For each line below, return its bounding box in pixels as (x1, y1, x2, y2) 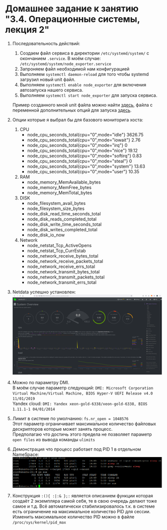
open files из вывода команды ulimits (12, 436, 95, 442)
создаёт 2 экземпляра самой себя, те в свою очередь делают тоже (12, 498, 158, 504)
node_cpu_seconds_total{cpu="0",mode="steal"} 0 (27, 158, 132, 164)
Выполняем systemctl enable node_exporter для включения (19, 81, 147, 87)
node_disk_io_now (27, 232, 65, 238)
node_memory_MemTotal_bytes (27, 190, 92, 196)
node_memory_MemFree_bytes (27, 184, 92, 190)
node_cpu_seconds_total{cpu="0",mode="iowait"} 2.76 (27, 137, 141, 143)
